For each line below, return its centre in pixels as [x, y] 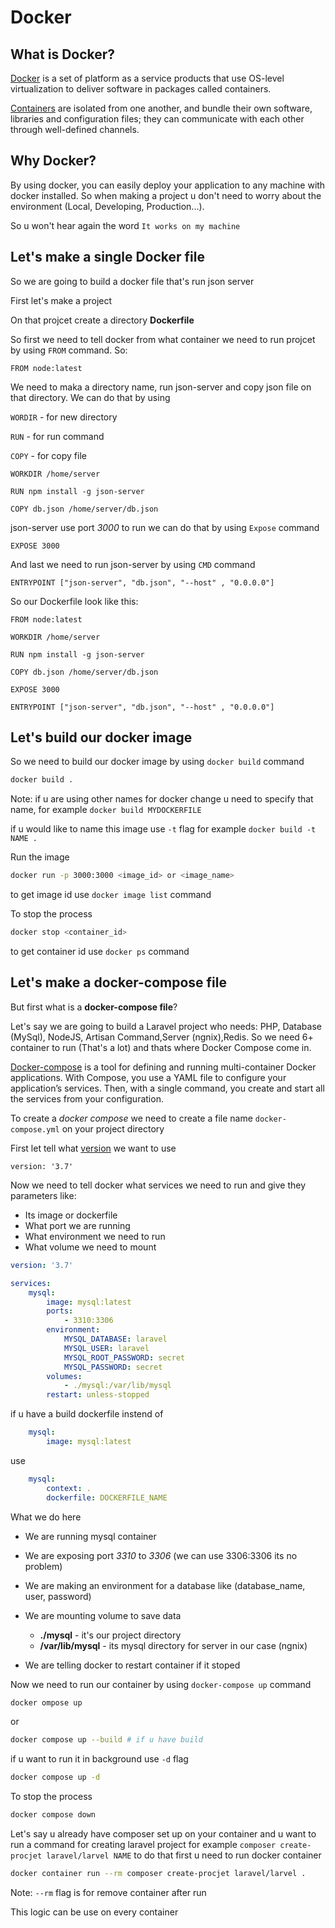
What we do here [46, 1517]
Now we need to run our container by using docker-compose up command [161, 1684]
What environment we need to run [95, 1236]
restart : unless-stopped [98, 1395]
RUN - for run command [57, 436]
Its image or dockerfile [71, 1215]
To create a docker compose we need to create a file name [131, 1118]
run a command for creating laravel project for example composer [143, 1844]
